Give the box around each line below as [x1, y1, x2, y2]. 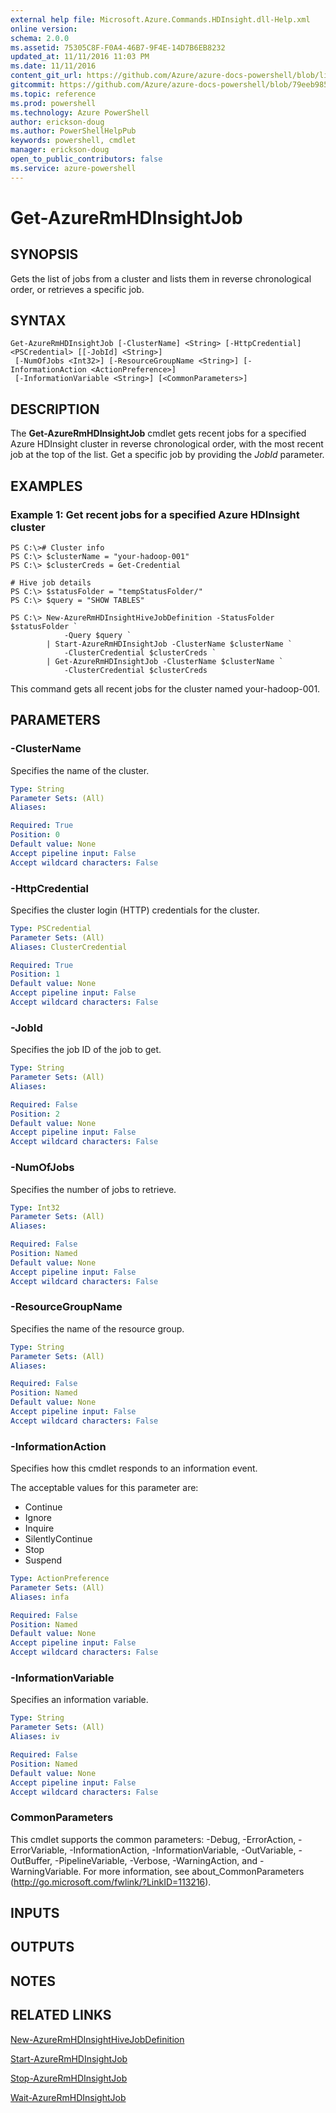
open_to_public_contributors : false [10, 154, 163, 164]
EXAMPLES [10, 477, 83, 495]
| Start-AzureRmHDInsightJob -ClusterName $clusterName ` [46, 639, 293, 649]
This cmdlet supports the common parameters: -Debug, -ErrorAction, [10, 1833, 297, 1845]
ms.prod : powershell [10, 98, 97, 108]
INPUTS [10, 1905, 60, 1922]
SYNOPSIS [10, 246, 79, 263]
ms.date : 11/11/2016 [10, 61, 97, 71]
